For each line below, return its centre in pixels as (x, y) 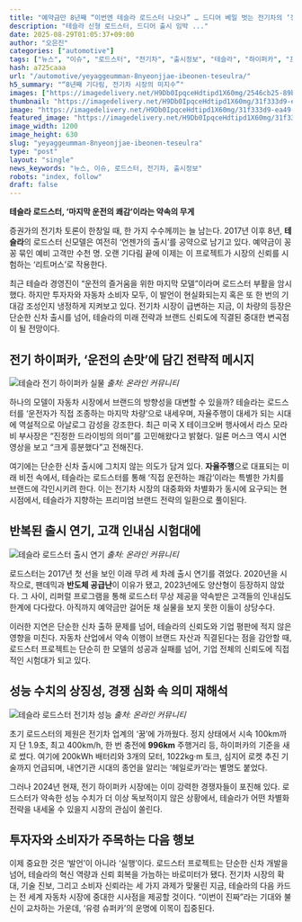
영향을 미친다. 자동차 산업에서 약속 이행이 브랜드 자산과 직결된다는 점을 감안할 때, (151, 637)
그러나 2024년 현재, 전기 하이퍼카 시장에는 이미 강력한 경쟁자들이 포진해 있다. (145, 786)
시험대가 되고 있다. (58, 660)
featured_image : (40, 118)
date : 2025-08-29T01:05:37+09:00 (72, 34)
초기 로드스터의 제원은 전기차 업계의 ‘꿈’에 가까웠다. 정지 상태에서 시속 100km (145, 733)
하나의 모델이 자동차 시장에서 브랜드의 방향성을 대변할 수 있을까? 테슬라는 (137, 402)
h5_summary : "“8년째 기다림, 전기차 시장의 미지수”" (97, 85)
